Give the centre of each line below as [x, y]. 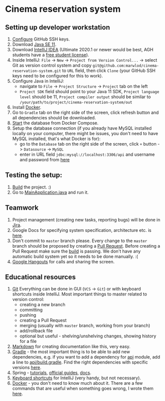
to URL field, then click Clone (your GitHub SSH [109, 71]
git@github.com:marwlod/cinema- [126, 66]
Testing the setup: [34, 175]
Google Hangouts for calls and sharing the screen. [63, 261]
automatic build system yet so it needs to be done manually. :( [75, 256]
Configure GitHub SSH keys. [41, 39]
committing [31, 310]
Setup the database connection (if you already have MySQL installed [82, 128]
